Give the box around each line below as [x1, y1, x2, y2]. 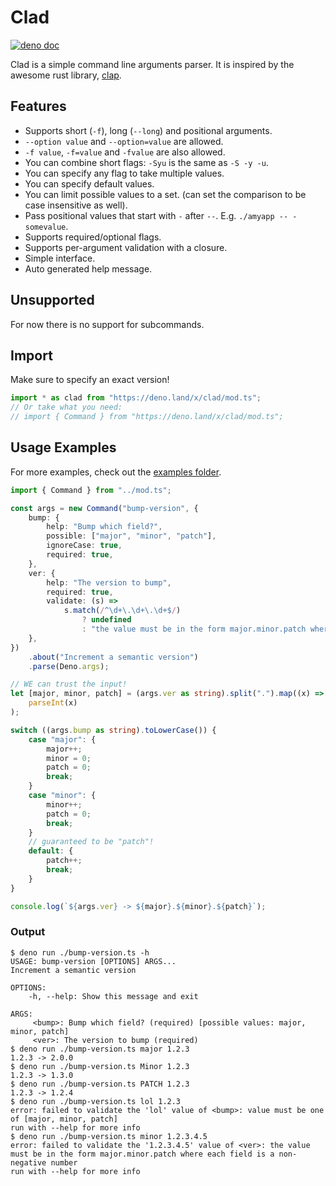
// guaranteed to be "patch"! [28, 837, 155, 847]
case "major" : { [28, 734, 97, 745]
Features [10, 98, 67, 115]
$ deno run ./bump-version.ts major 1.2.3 [10, 1044, 190, 1054]
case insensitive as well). [24, 199, 128, 211]
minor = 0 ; [46, 753, 92, 763]
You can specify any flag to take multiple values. [24, 167, 225, 179]
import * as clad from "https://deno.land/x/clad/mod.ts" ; [10, 393, 262, 403]
